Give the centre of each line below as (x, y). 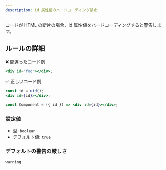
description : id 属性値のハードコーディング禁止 (51, 10)
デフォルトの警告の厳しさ (36, 151)
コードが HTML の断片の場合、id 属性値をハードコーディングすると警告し (81, 25)
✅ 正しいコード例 (23, 82)
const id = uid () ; (24, 91)
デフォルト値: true (32, 137)
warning (13, 162)
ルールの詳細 (25, 49)
